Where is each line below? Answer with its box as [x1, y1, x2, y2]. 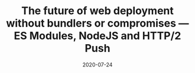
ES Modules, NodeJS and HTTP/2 [14, 29, 181, 42]
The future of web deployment [21, 4, 174, 18]
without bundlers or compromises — [6, 16, 189, 30]
